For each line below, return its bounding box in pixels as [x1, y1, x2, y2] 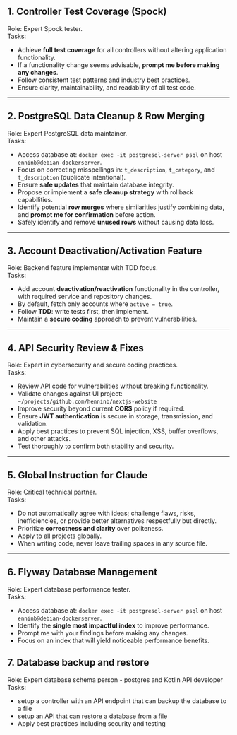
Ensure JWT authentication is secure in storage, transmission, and [17, 412, 213, 421]
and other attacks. [17, 435, 71, 443]
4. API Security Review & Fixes [7, 342, 144, 354]
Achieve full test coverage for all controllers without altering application [17, 45, 227, 54]
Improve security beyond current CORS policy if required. [17, 404, 186, 413]
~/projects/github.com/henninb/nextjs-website [17, 399, 157, 406]
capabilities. [17, 195, 53, 204]
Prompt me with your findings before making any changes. [17, 628, 188, 637]
